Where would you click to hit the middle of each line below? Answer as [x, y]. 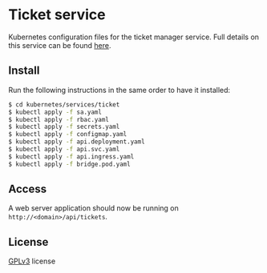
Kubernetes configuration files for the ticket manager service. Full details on [133, 37]
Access [27, 189]
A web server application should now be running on [93, 208]
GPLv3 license [32, 261]
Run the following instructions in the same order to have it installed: [119, 90]
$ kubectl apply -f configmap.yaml [68, 134]
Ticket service [57, 15]
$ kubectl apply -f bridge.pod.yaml [69, 164]
